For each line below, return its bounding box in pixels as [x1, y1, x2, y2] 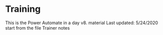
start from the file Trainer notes [5, 25, 70, 31]
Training [5, 3, 41, 15]
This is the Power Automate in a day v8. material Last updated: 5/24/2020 [5, 20, 158, 26]
